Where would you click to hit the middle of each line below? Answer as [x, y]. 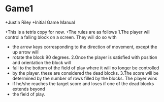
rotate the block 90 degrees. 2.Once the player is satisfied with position [85, 57]
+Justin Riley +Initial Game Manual [40, 22]
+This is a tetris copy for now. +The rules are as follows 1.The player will [78, 32]
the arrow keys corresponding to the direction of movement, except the [85, 47]
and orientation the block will [42, 62]
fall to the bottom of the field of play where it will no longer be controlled [85, 68]
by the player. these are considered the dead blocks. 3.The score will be [85, 73]
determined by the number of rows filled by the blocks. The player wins [85, 78]
